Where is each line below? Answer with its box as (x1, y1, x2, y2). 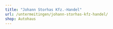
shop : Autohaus (5, 16, 36, 21)
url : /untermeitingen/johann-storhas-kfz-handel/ (5, 12, 109, 17)
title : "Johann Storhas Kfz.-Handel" (5, 7, 82, 12)
